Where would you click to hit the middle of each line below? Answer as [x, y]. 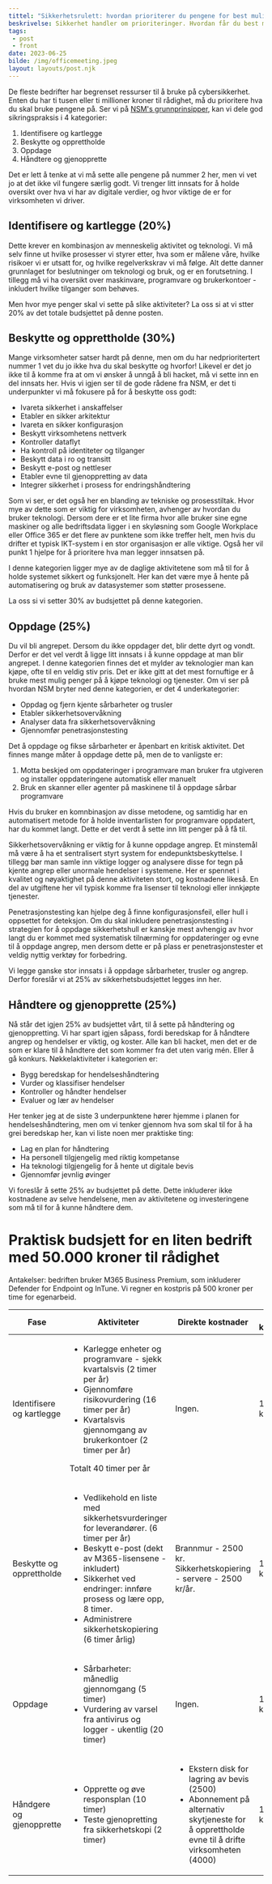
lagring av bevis [219, 1779]
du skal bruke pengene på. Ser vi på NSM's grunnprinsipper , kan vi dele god [136, 108]
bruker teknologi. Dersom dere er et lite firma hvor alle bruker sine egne [128, 518]
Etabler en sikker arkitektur [65, 416]
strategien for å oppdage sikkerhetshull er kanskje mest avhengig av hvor [131, 929]
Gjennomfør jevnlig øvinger [65, 1174]
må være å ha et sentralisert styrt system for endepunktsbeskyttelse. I [125, 853]
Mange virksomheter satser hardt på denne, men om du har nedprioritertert [134, 358]
